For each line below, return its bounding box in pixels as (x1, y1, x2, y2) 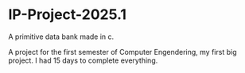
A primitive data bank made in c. (8, 32, 115, 41)
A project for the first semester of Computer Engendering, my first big (8, 47, 237, 56)
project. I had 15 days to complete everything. (8, 56, 158, 65)
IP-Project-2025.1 (8, 6, 127, 24)
